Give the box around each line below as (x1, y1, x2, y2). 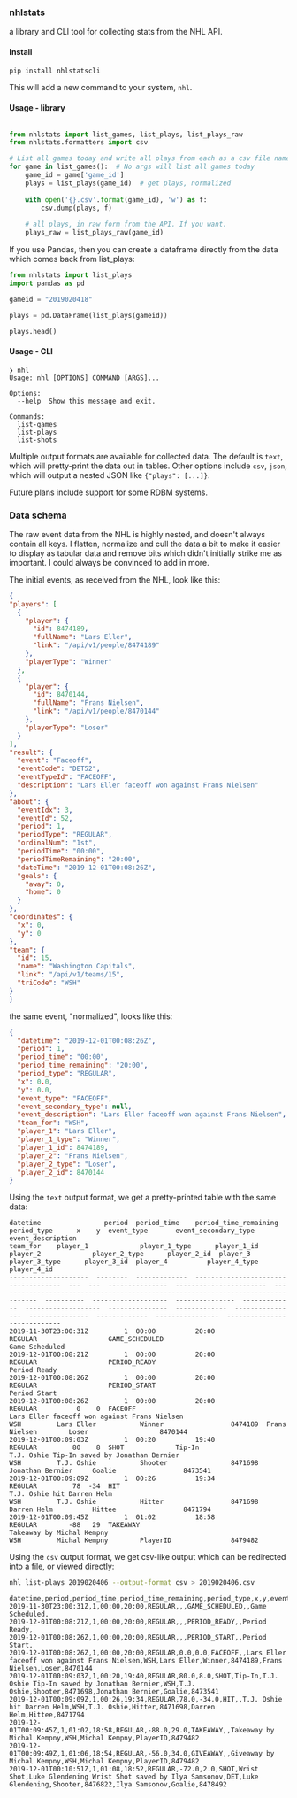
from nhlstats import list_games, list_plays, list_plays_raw (9, 130, 243, 139)
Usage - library (9, 102, 65, 112)
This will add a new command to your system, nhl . (9, 82, 193, 93)
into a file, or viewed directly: (9, 1561, 115, 1572)
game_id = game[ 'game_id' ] (25, 171, 125, 180)
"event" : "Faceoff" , (17, 756, 93, 765)
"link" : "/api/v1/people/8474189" (32, 641, 161, 650)
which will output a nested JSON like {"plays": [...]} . (9, 469, 210, 480)
